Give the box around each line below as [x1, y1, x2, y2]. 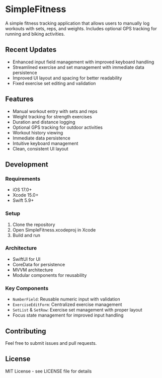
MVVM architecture [12, 267, 53, 273]
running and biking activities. [5, 31, 65, 37]
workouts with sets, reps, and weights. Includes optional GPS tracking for [5, 25, 157, 31]
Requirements [5, 175, 41, 182]
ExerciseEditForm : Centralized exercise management [12, 301, 122, 308]
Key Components [5, 284, 49, 291]
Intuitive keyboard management [12, 140, 78, 146]
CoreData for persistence [12, 261, 65, 267]
